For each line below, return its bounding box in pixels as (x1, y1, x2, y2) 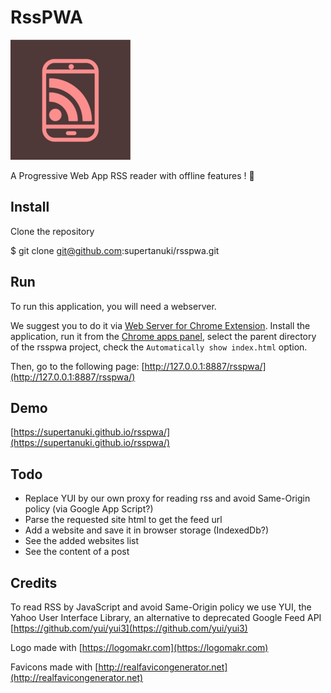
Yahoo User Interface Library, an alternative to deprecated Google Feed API (10, 612, 322, 623)
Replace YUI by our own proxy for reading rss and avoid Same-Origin (24, 492, 311, 505)
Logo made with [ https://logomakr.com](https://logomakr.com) (10, 642, 269, 653)
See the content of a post (24, 546, 130, 558)
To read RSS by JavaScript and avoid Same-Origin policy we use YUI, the (10, 601, 312, 613)
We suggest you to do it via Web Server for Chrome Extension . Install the (10, 319, 311, 331)
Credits (10, 574, 58, 591)
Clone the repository (10, 225, 95, 237)
